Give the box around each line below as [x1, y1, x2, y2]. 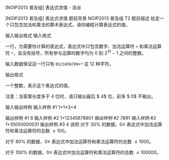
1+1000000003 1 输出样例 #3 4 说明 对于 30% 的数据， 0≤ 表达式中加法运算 [5, 121, 163, 127]
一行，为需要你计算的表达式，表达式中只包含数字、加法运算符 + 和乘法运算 [5, 43, 162, 49]
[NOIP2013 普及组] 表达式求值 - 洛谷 [5, 5, 81, 10]
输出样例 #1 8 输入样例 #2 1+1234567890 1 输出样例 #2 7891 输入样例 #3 [5, 115, 156, 121]
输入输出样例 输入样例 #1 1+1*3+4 [5, 104, 77, 110]
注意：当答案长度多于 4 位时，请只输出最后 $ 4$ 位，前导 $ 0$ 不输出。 [5, 93, 156, 99]
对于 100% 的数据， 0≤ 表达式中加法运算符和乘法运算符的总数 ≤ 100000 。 [5, 149, 161, 155]
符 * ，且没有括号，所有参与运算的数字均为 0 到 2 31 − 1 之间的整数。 [5, 49, 147, 56]
